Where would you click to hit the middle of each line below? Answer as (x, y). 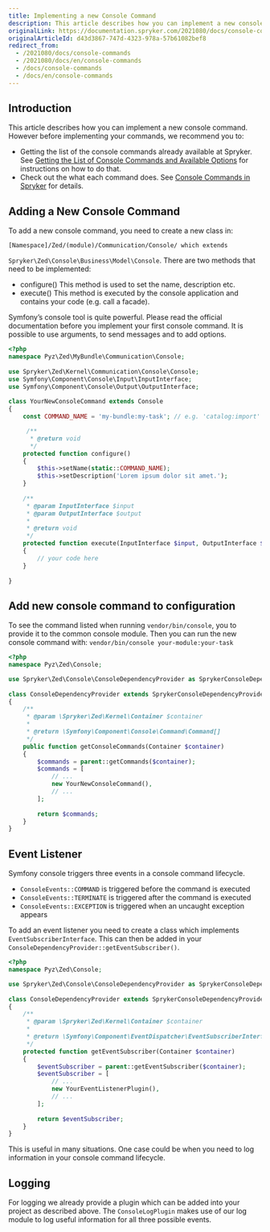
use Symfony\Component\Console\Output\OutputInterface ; (104, 387)
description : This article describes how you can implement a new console (136, 23)
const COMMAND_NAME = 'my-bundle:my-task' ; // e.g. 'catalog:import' (142, 417)
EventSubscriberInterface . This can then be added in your (105, 939)
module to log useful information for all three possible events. (110, 1220)
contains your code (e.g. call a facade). (85, 302)
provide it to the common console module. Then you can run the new (123, 634)
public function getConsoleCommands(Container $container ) (124, 746)
